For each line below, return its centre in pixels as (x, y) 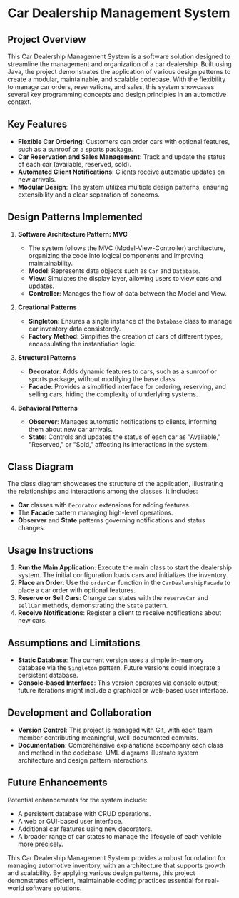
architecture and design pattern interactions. (83, 760)
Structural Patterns (47, 357)
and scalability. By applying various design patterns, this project (101, 873)
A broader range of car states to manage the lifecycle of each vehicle (120, 836)
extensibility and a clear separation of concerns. (89, 195)
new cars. (32, 621)
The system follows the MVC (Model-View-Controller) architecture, (127, 248)
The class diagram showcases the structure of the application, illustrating (115, 484)
